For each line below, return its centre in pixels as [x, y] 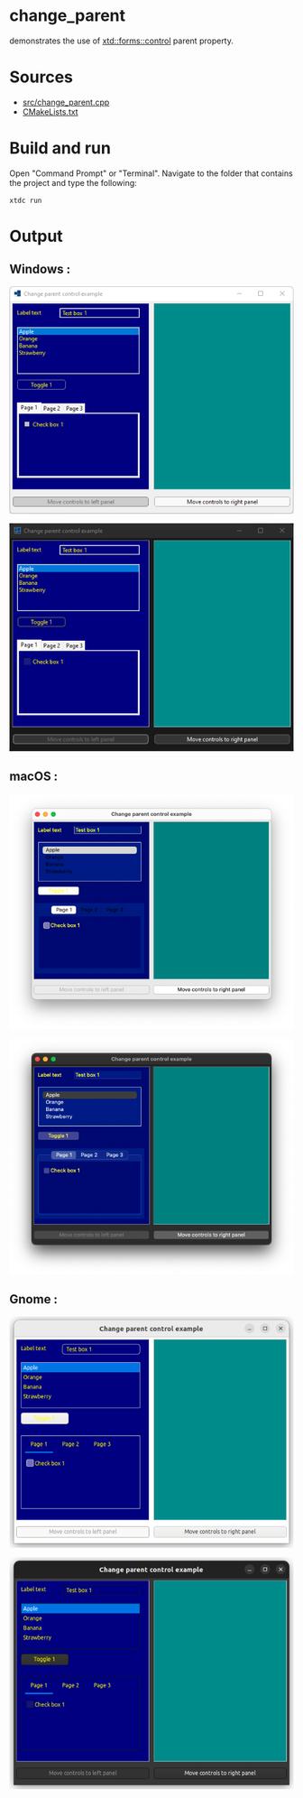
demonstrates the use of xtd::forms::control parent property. [122, 41]
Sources [41, 77]
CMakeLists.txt [50, 111]
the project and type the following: [73, 182]
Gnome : [34, 1299]
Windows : [40, 269]
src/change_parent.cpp [66, 102]
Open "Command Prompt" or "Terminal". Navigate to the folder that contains [151, 173]
